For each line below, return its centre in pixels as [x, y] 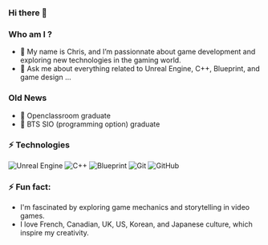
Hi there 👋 [28, 13]
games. [32, 216]
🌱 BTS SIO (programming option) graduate [90, 124]
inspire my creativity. [55, 233]
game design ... [46, 77]
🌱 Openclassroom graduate [65, 115]
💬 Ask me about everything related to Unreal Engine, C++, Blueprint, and [140, 69]
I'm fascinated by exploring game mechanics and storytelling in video [135, 207]
